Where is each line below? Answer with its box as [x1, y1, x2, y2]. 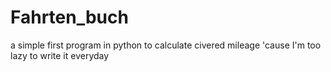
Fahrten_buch [10, 6, 129, 29]
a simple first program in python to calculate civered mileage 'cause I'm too [10, 39, 322, 51]
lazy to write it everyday [10, 49, 110, 61]
